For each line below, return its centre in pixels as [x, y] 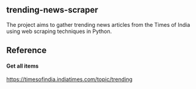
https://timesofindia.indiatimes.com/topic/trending [70, 79]
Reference [27, 50]
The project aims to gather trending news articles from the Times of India [98, 24]
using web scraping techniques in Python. [59, 31]
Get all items [23, 66]
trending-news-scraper [53, 10]
